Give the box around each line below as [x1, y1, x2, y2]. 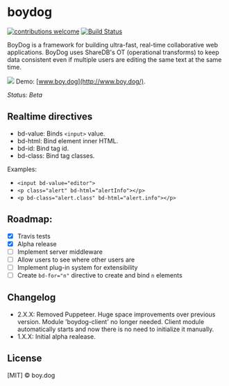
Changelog [7, 291, 56, 303]
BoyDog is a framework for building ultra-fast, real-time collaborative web [7, 40, 219, 49]
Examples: [7, 165, 37, 173]
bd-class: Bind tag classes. [17, 151, 95, 160]
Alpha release [17, 239, 57, 248]
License [7, 353, 42, 364]
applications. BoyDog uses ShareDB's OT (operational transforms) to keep [7, 48, 220, 56]
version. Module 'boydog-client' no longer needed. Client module [17, 317, 205, 325]
